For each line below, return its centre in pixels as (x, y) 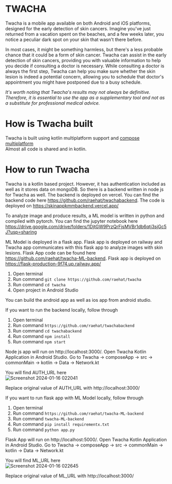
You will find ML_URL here (33, 460)
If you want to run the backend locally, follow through (62, 310)
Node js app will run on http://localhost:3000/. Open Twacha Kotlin (76, 352)
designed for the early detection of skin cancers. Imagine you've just (78, 28)
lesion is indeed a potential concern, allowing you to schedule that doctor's (85, 76)
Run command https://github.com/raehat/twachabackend (74, 325)
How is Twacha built (49, 124)
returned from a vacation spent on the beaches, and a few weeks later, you (85, 34)
